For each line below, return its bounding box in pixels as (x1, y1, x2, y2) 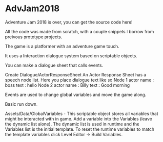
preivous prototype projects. (5, 34, 62, 40)
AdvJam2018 (5, 3, 60, 14)
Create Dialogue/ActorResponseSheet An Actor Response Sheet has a (5, 71, 146, 77)
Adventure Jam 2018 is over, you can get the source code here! (5, 19, 133, 25)
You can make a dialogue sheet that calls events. (5, 62, 103, 68)
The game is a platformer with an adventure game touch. (5, 43, 120, 49)
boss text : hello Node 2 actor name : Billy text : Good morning (5, 82, 130, 88)
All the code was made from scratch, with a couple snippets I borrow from (5, 28, 154, 34)
